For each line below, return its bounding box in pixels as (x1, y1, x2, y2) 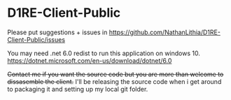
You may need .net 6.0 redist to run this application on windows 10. (7, 49, 201, 57)
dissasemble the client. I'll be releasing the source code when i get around (7, 77, 222, 85)
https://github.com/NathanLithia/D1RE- (108, 28, 220, 36)
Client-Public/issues (7, 35, 65, 43)
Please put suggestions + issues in (7, 28, 108, 36)
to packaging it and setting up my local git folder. (7, 85, 148, 93)
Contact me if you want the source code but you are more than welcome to (7, 70, 224, 78)
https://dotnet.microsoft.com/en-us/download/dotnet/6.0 (7, 56, 172, 64)
